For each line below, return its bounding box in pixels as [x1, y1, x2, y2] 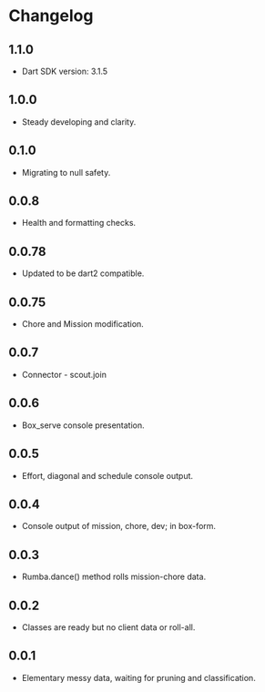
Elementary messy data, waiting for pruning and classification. [21, 672, 256, 683]
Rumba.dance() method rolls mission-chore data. [21, 571, 207, 583]
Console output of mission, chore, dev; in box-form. [21, 521, 216, 532]
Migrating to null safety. [21, 167, 111, 178]
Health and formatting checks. [21, 218, 137, 229]
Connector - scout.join [21, 369, 107, 380]
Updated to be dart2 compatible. [21, 268, 145, 279]
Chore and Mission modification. [21, 319, 145, 330]
